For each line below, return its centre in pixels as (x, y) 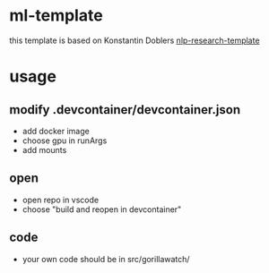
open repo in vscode (61, 200)
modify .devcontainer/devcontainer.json (125, 110)
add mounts (44, 149)
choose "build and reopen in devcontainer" (102, 209)
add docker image (56, 131)
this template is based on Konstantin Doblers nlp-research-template (134, 40)
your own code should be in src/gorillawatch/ (106, 259)
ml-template (56, 16)
